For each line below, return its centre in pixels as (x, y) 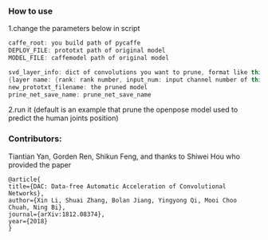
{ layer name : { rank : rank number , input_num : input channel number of (128, 80)
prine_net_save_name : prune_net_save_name (80, 94)
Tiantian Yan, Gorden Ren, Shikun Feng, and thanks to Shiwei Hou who (124, 156)
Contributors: (35, 139)
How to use (31, 11)
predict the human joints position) (63, 118)
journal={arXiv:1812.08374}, (57, 214)
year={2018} (28, 221)
